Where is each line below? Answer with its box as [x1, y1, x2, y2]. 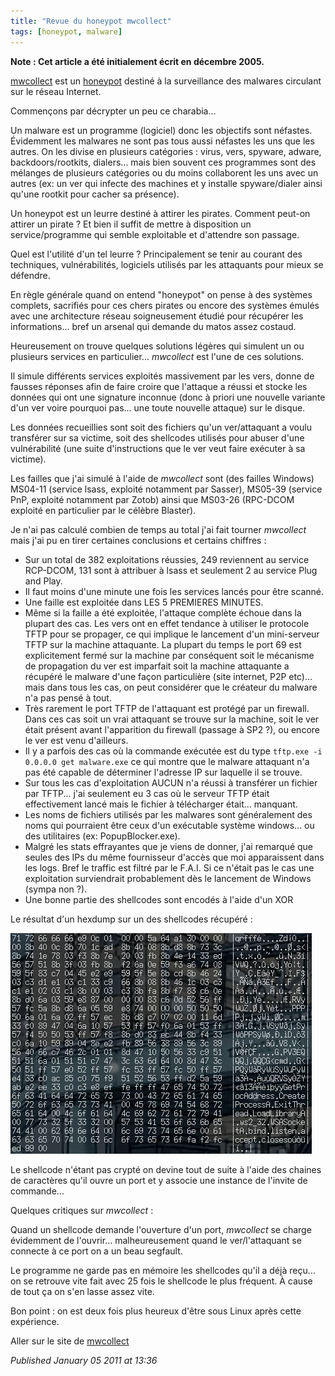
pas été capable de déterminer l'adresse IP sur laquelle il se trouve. [24, 766, 303, 778]
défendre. [10, 269, 51, 281]
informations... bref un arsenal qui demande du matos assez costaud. [10, 320, 297, 332]
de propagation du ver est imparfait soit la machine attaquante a [24, 660, 290, 672]
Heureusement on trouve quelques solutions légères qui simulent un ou [10, 340, 305, 352]
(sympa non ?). [24, 883, 88, 895]
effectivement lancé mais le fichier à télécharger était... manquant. [24, 798, 298, 810]
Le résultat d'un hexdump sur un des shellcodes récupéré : [10, 913, 253, 925]
